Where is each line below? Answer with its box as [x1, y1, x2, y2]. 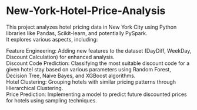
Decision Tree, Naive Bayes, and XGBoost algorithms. [6, 72, 136, 79]
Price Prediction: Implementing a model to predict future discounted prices [6, 91, 187, 98]
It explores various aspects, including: [6, 36, 98, 43]
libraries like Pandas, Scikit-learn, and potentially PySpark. [6, 29, 148, 36]
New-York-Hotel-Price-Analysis [6, 4, 166, 18]
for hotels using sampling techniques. [6, 97, 97, 104]
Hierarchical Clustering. [6, 84, 64, 91]
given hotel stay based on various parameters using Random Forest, [6, 66, 172, 73]
